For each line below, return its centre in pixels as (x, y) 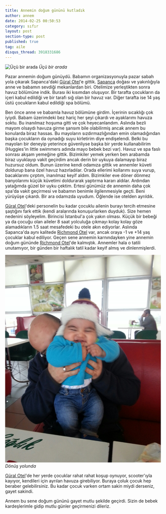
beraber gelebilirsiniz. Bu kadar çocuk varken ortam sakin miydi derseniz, (80, 486)
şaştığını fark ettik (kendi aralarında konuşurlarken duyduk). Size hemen (78, 211)
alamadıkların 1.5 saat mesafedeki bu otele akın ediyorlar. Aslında (71, 227)
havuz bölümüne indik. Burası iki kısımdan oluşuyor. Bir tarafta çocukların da (83, 92)
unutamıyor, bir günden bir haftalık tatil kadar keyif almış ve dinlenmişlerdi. (81, 248)
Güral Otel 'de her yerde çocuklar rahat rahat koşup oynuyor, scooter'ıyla (79, 475)
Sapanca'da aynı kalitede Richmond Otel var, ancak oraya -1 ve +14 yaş (78, 232)
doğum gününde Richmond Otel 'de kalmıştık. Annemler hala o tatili (73, 243)
